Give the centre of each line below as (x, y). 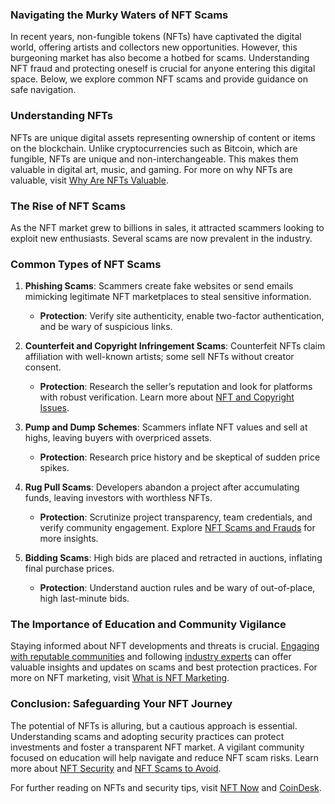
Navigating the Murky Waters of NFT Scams (119, 15)
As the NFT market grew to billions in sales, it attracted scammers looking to (167, 227)
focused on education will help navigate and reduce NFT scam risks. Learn (165, 757)
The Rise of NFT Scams (68, 206)
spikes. (54, 468)
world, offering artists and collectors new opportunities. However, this (154, 47)
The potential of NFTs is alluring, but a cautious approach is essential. (154, 725)
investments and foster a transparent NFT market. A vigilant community (157, 747)
